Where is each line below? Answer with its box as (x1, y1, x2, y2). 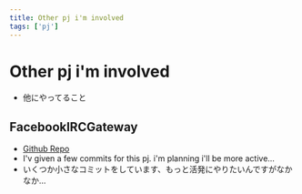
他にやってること (22, 92, 87, 103)
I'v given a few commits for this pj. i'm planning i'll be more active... (22, 153, 276, 164)
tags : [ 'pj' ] (9, 22, 59, 31)
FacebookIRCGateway (9, 119, 138, 135)
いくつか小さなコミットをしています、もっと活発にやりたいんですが (22, 164, 277, 175)
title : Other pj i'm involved (9, 13, 125, 23)
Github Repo (22, 143, 70, 155)
